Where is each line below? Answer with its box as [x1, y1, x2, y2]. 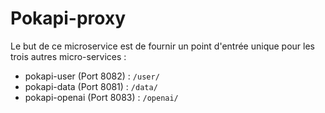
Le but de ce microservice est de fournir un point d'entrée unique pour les [10, 40, 315, 52]
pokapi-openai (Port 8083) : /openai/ [24, 91, 179, 103]
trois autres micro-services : [10, 50, 127, 62]
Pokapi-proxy [10, 7, 126, 30]
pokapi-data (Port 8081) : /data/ [24, 80, 158, 92]
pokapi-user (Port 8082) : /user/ [24, 70, 160, 82]
